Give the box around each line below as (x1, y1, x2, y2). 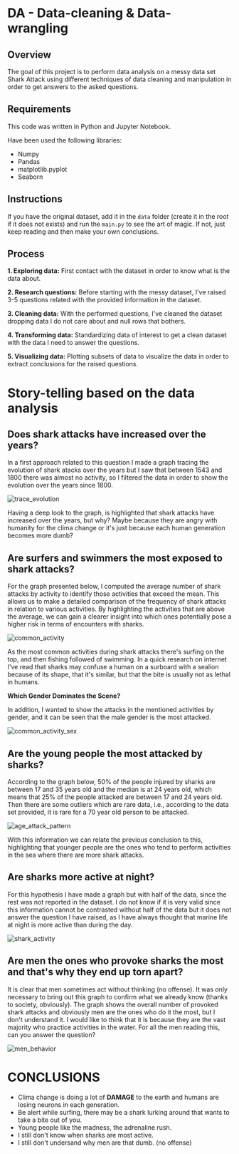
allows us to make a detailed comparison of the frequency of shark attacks (7, 597, 226, 606)
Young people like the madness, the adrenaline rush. (17, 1123, 172, 1131)
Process (7, 248, 45, 260)
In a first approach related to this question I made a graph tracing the (7, 458, 209, 467)
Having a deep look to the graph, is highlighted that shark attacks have (7, 508, 215, 517)
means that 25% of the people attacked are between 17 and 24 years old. (7, 793, 223, 801)
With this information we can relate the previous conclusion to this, (7, 835, 203, 844)
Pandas (17, 157, 41, 165)
